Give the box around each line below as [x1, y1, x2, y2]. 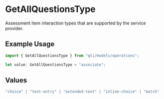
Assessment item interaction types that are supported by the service [5, 20, 146, 26]
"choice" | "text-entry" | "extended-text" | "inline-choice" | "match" [5, 89, 160, 94]
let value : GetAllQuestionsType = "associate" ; [5, 62, 106, 67]
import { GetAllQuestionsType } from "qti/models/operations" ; [5, 53, 140, 58]
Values [5, 76, 27, 84]
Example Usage [5, 40, 55, 48]
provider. [5, 25, 24, 31]
